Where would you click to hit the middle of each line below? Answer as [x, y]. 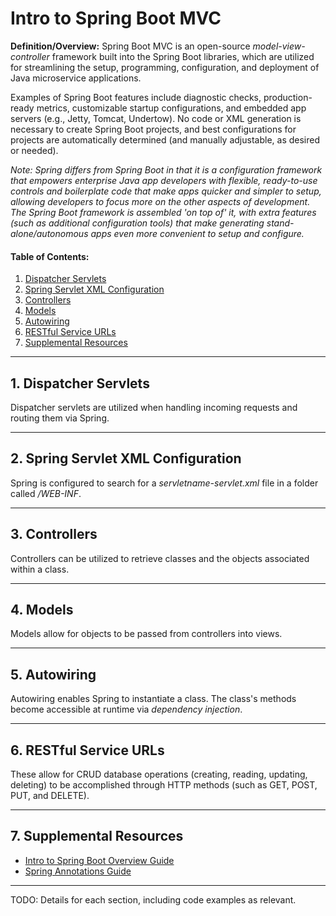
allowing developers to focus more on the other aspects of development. [160, 201]
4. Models [42, 609]
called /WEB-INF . [46, 493]
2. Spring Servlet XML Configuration [126, 458]
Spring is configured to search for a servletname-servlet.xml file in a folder [164, 483]
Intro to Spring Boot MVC [116, 18]
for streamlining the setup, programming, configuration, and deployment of [165, 67]
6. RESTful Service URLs [87, 750]
